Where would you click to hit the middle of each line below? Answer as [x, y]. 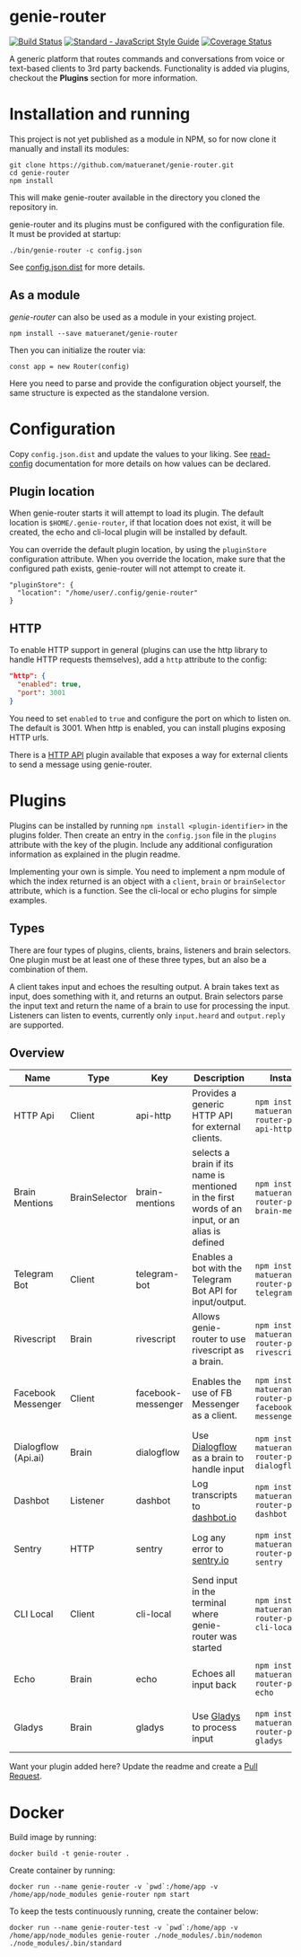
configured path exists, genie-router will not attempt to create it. [128, 569]
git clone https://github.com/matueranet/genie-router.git [122, 165]
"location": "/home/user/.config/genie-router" [108, 593]
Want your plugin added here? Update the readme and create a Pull [133, 1767]
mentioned [215, 1186]
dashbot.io [215, 1518]
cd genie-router [39, 172]
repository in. [34, 207]
